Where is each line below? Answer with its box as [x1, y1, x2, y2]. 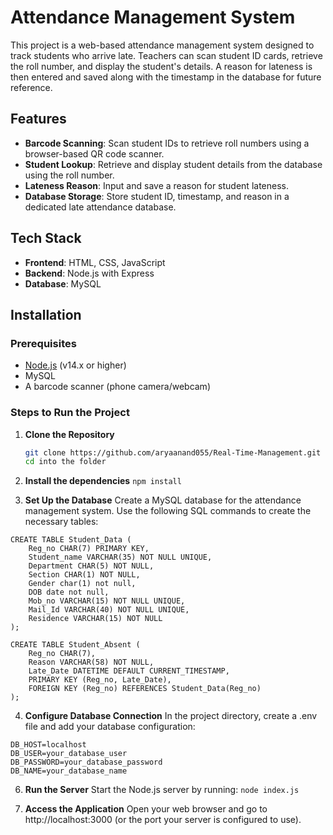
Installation [10, 306, 82, 323]
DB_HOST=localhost [10, 740, 87, 750]
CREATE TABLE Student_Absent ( [10, 640, 141, 650]
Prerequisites [10, 336, 77, 350]
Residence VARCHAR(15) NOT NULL [28, 614, 163, 624]
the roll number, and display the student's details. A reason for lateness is [10, 60, 313, 72]
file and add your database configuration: [24, 721, 196, 733]
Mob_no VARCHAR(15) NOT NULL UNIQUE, [28, 596, 186, 606]
